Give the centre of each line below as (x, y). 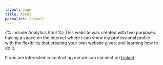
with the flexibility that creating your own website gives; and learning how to (82, 43)
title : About (18, 14)
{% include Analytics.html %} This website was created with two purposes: (81, 33)
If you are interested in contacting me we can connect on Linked (70, 58)
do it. (10, 48)
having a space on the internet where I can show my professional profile (78, 38)
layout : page (18, 10)
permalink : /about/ (25, 19)
